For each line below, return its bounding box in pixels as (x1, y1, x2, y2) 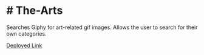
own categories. (6, 30, 47, 37)
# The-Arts (6, 4, 63, 18)
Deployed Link (6, 42, 42, 49)
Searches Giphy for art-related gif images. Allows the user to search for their (6, 24, 198, 31)
